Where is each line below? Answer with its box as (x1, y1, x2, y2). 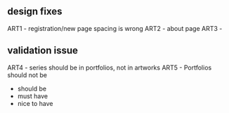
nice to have (17, 99, 54, 107)
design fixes (7, 6, 63, 18)
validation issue (7, 45, 79, 57)
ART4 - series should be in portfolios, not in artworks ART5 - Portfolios (7, 63, 212, 72)
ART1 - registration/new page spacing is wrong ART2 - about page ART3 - (7, 24, 223, 32)
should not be (7, 70, 48, 79)
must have (17, 91, 48, 100)
